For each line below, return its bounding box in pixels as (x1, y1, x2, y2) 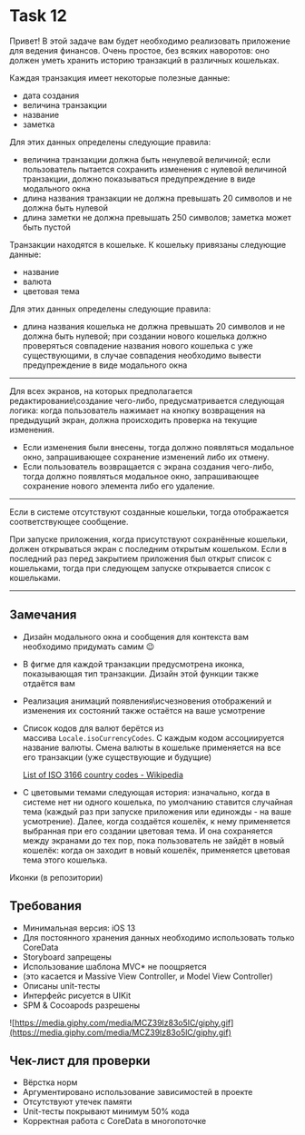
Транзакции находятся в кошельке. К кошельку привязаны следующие (9, 239, 287, 250)
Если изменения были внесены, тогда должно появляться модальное (22, 441, 295, 452)
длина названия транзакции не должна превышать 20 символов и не (22, 192, 292, 203)
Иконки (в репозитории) (9, 872, 103, 883)
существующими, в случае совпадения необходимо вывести (22, 350, 261, 360)
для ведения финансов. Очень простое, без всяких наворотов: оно (9, 44, 271, 55)
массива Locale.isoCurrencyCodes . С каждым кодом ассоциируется (22, 732, 285, 743)
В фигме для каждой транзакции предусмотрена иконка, (22, 658, 245, 669)
